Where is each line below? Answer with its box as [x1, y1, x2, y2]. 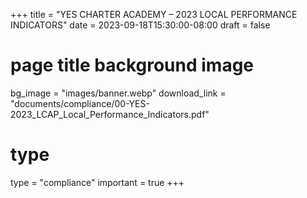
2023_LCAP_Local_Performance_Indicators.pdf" [10, 108, 210, 120]
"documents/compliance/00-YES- [10, 97, 150, 109]
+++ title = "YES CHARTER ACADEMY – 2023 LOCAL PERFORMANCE [10, 9, 298, 20]
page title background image [10, 54, 255, 77]
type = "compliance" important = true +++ [10, 176, 185, 188]
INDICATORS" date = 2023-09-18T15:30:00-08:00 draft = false [10, 19, 271, 31]
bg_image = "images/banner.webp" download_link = [10, 87, 227, 99]
